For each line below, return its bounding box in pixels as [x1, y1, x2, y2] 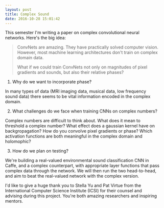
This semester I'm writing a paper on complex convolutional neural [5, 30, 140, 36]
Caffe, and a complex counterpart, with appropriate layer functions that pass [5, 162, 160, 169]
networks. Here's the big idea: [5, 35, 66, 41]
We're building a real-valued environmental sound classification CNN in [5, 158, 149, 163]
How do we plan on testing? [12, 148, 69, 154]
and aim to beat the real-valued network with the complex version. [5, 173, 140, 179]
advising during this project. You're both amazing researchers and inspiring [5, 193, 157, 199]
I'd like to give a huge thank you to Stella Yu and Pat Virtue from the [5, 183, 141, 188]
